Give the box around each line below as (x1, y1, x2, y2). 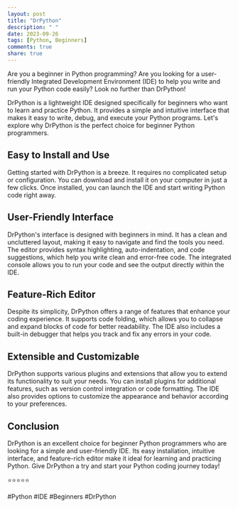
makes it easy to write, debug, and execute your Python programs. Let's (7, 113, 219, 121)
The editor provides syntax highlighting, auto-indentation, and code (7, 245, 205, 254)
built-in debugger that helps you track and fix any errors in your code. (7, 330, 212, 338)
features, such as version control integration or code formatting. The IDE (7, 384, 220, 393)
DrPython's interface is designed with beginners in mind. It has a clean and (7, 230, 227, 239)
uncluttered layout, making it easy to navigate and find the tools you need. (7, 237, 225, 246)
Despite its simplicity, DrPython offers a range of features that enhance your (7, 307, 231, 316)
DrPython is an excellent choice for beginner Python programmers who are (7, 438, 227, 448)
